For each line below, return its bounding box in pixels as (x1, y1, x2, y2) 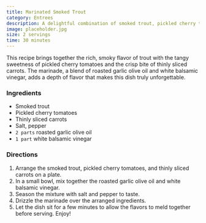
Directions (6, 150, 38, 159)
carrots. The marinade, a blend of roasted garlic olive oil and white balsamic (6, 67, 198, 74)
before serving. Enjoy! (15, 210, 72, 217)
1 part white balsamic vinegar (15, 135, 92, 142)
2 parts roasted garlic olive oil (15, 129, 92, 136)
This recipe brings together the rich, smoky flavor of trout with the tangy (6, 54, 189, 61)
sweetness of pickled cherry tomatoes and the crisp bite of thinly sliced (6, 60, 188, 68)
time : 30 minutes (6, 37, 51, 43)
